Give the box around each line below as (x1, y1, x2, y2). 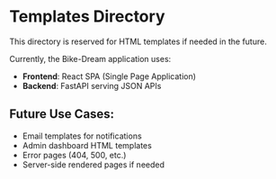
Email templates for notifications (22, 130, 142, 141)
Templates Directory (9, 6, 165, 27)
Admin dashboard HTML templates (22, 139, 153, 150)
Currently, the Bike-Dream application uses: (9, 53, 172, 64)
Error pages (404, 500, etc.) (22, 149, 127, 160)
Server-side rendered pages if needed (22, 159, 165, 170)
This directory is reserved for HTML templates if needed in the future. (9, 36, 267, 47)
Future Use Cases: (9, 106, 115, 122)
